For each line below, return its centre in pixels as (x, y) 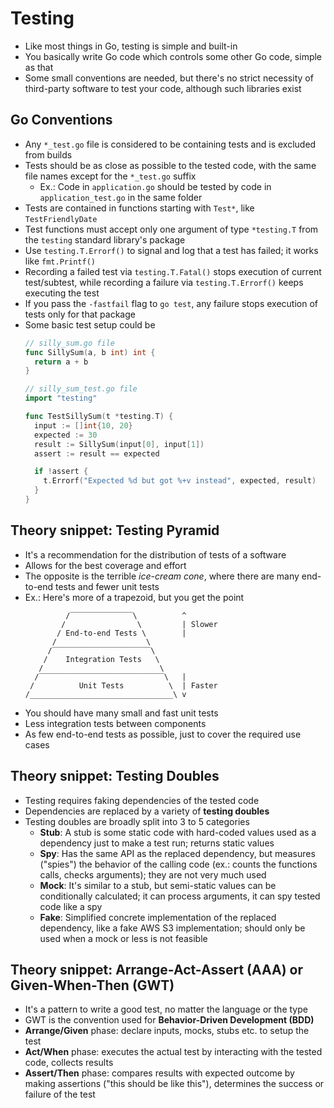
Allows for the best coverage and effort (105, 565)
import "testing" (61, 398)
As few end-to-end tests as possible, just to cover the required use (163, 734)
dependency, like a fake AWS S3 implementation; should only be (172, 928)
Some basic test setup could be (90, 324)
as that (39, 67)
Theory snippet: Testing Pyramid (115, 530)
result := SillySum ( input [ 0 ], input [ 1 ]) (119, 444)
